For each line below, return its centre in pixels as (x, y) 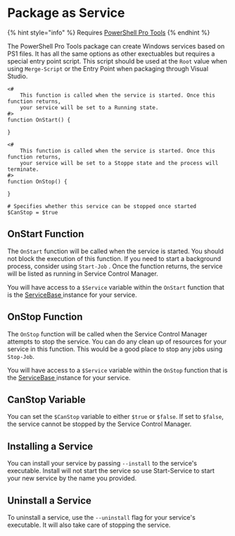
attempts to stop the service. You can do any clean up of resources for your (117, 341)
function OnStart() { (39, 120)
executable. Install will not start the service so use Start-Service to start (111, 471)
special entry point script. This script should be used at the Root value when (117, 61)
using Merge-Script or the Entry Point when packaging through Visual (108, 68)
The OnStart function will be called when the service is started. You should (115, 251)
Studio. (18, 76)
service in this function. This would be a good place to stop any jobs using (115, 349)
